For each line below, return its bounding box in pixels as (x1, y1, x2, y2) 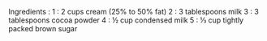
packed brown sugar (8, 24, 78, 33)
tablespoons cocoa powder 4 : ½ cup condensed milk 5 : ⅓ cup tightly (8, 15, 244, 25)
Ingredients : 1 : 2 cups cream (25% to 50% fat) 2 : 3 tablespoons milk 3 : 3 (8, 7, 260, 16)
